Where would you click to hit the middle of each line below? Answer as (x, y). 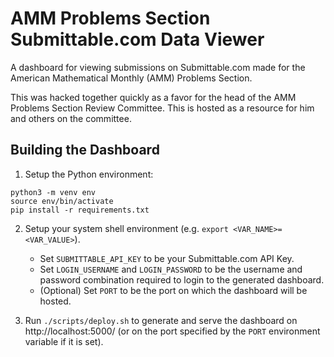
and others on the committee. (71, 118)
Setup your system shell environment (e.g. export (126, 228)
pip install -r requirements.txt (80, 210)
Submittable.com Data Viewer (137, 39)
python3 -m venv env (53, 192)
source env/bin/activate (62, 201)
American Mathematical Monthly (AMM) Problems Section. (131, 78)
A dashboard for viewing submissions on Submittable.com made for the (158, 67)
